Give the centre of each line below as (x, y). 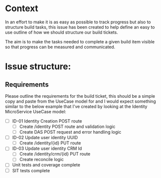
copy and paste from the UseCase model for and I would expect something (80, 101)
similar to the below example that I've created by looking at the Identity (76, 106)
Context (22, 9)
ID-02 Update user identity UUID (45, 138)
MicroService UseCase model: (36, 111)
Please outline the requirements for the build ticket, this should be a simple (80, 96)
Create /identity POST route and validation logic (67, 126)
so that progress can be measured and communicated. (60, 47)
